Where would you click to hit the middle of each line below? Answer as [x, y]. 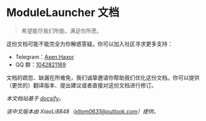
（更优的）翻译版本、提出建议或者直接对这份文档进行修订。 [82, 85]
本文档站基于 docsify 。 [35, 98]
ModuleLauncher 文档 [63, 13]
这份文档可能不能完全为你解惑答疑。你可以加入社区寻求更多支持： [90, 44]
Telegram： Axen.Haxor [45, 57]
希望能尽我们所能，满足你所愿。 [62, 31]
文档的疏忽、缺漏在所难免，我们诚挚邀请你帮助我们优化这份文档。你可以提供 [103, 77]
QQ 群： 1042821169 [40, 64]
